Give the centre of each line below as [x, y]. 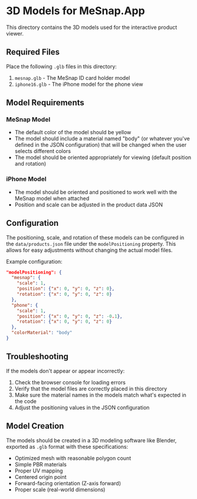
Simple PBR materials [40, 464]
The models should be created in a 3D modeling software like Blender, [91, 440]
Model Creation [35, 426]
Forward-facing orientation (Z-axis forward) [68, 483]
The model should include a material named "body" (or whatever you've [102, 139]
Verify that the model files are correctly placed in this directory [91, 388]
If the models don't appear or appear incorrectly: [65, 371]
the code [25, 401]
